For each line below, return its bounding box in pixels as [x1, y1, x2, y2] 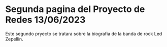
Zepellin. [5, 36, 24, 42]
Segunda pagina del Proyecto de [5, 3, 145, 15]
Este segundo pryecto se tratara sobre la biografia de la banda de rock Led [5, 30, 162, 36]
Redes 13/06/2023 [5, 14, 86, 25]
